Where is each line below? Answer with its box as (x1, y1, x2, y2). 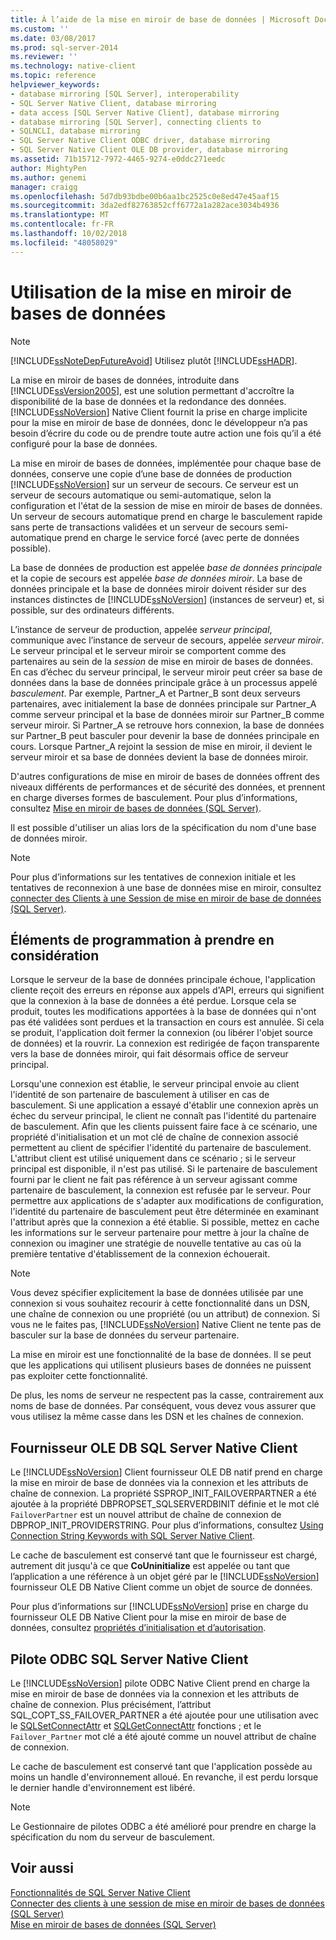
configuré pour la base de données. (10, 437, 158, 450)
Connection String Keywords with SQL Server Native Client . (10, 1530, 256, 1542)
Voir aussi (10, 1860, 74, 1877)
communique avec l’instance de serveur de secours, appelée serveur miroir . (10, 634, 325, 646)
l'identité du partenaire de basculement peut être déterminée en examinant (10, 1206, 320, 1218)
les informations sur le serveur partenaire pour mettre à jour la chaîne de (10, 1227, 310, 1239)
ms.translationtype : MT (10, 210, 110, 220)
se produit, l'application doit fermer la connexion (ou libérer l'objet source (10, 1027, 313, 1039)
